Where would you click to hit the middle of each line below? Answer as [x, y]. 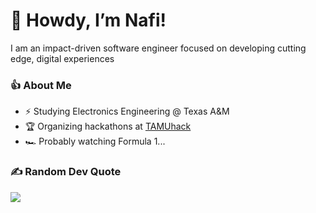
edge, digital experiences [62, 58]
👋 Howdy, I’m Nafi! [88, 20]
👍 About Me [41, 85]
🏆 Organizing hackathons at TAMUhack [108, 126]
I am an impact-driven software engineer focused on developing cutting [158, 48]
